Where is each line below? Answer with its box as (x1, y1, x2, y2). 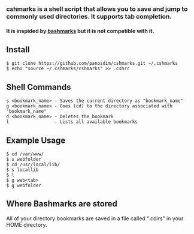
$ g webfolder (6, 182, 42, 188)
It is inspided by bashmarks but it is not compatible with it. (6, 27, 154, 34)
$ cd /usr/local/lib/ (6, 161, 60, 167)
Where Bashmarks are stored (6, 199, 118, 209)
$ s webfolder (6, 156, 42, 162)
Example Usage (6, 135, 66, 145)
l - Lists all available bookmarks (6, 119, 138, 125)
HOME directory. (6, 221, 47, 228)
